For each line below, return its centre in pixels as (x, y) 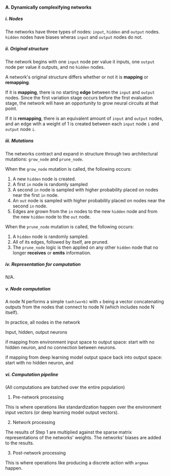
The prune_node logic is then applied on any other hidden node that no (85, 247)
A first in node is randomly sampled (50, 184)
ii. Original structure (27, 49)
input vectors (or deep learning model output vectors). (62, 412)
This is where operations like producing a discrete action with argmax (77, 463)
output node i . (21, 129)
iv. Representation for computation (43, 265)
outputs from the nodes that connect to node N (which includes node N (80, 307)
